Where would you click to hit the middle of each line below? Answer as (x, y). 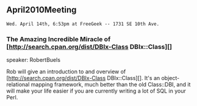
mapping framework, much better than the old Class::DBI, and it (111, 85)
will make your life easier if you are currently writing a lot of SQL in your (96, 91)
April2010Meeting (41, 10)
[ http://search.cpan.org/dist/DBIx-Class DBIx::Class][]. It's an (83, 78)
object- (170, 78)
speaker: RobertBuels (34, 60)
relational (18, 85)
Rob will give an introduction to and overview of (66, 71)
